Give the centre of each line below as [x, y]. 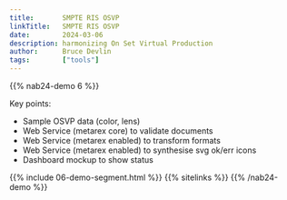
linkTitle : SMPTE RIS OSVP [64, 26]
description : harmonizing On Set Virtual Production [111, 43]
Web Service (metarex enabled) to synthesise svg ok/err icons [139, 150]
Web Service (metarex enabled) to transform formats [121, 140]
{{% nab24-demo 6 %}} [54, 86]
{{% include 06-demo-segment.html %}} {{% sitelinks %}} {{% [128, 177]
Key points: [30, 104]
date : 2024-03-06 [56, 35]
